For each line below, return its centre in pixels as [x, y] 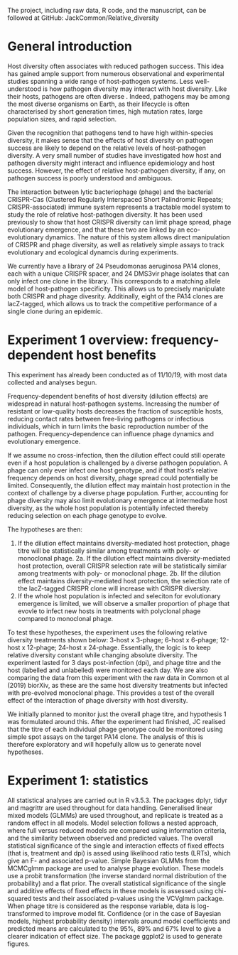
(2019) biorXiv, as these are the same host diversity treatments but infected [118, 685]
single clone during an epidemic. [55, 311]
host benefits [116, 355]
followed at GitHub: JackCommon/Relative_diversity [83, 18]
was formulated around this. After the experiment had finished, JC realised [117, 721]
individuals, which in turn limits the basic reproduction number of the [108, 426]
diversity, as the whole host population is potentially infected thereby [108, 508]
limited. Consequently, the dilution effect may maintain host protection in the [119, 485]
